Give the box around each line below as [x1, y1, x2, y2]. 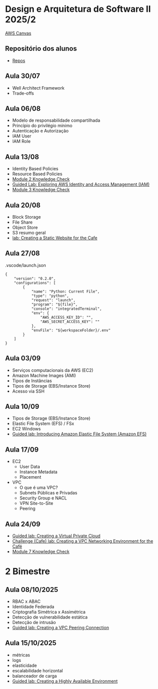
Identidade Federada [12, 604, 54, 610]
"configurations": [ [14, 280, 56, 285]
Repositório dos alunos [5, 44, 77, 53]
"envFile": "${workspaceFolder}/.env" [31, 328, 111, 333]
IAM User [12, 133, 32, 139]
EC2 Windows [12, 426, 41, 432]
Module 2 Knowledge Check [12, 176, 70, 182]
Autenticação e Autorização [12, 128, 69, 134]
